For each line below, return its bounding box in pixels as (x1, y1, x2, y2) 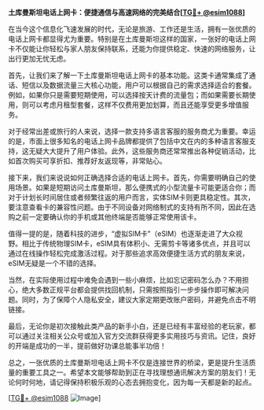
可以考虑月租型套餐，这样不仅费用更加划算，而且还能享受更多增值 (28, 100, 242, 109)
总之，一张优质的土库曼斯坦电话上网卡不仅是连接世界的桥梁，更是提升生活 (8, 358, 249, 367)
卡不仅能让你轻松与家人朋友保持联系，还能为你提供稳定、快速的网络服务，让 (8, 44, 256, 54)
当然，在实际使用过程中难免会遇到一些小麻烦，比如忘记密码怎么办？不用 (8, 275, 242, 284)
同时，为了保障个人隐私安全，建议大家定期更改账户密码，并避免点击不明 (21, 295, 256, 304)
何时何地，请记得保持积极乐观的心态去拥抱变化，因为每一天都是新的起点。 (14, 378, 256, 386)
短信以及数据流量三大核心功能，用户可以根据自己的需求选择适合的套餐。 (21, 80, 256, 90)
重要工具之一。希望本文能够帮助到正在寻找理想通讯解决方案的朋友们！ (21, 368, 249, 377)
